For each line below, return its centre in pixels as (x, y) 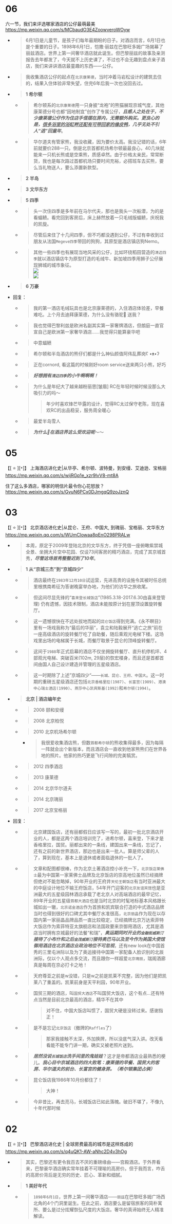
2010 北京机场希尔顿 (55, 731)
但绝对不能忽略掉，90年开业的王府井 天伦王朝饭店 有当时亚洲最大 (99, 881)
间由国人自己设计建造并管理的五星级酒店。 (78, 664)
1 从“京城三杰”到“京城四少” (54, 569)
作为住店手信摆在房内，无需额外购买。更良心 (108, 118)
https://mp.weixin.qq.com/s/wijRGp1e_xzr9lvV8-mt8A (62, 475)
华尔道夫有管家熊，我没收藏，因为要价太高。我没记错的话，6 (98, 141)
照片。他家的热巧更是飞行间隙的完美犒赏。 (95, 755)
